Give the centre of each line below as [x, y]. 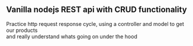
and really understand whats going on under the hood [72, 36]
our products [22, 30]
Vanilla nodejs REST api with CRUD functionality [97, 10]
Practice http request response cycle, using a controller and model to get [95, 24]
